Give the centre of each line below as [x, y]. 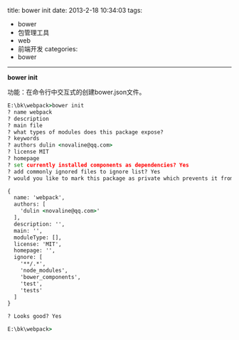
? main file [25, 125]
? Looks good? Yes [34, 317]
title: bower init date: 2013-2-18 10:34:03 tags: [75, 10]
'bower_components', [51, 277]
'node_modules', [44, 270]
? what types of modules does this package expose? [85, 132]
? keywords [23, 139]
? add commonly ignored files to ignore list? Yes [84, 171]
